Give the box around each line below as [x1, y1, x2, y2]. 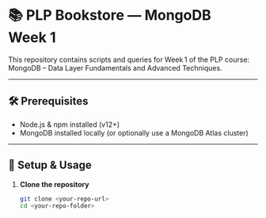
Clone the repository [19, 179, 89, 189]
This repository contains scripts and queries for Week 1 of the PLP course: [8, 55, 250, 64]
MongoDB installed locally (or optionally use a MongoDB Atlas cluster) [19, 128, 249, 137]
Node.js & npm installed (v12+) [19, 120, 120, 129]
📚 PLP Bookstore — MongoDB [8, 6, 211, 25]
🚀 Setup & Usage [8, 159, 93, 172]
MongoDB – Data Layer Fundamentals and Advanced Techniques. [8, 63, 223, 72]
